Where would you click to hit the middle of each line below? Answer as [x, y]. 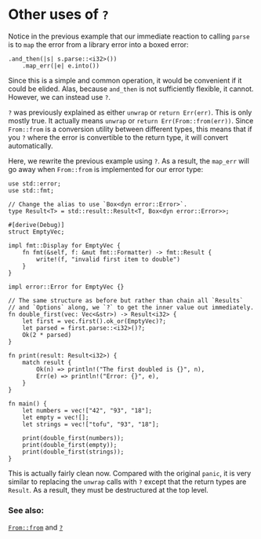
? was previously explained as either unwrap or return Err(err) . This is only [130, 112]
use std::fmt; [31, 190]
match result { [47, 362]
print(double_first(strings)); [73, 452]
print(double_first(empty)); [70, 445]
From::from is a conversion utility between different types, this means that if [130, 129]
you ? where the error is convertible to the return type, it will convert [118, 137]
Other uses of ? [59, 15]
